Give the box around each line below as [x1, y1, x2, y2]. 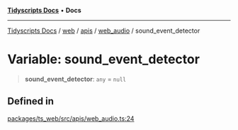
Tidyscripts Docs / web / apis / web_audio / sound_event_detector [7, 26, 200, 35]
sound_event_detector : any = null [24, 75, 126, 83]
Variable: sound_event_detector [7, 51, 200, 67]
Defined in [7, 95, 55, 107]
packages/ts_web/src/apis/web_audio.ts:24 [7, 114, 135, 123]
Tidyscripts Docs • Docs [7, 6, 81, 14]
